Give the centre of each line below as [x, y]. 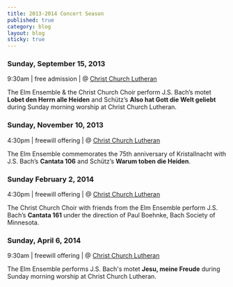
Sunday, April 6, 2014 [44, 240]
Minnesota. [23, 222]
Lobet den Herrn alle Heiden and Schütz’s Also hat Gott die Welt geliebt [112, 100]
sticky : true [26, 40]
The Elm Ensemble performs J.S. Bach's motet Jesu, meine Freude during [114, 269]
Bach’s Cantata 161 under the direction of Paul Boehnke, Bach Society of [111, 215]
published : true [31, 20]
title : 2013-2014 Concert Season [56, 14]
